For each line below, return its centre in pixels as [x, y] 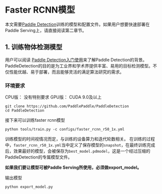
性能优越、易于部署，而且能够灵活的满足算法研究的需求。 [66, 72]
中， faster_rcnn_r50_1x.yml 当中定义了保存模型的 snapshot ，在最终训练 [76, 145]
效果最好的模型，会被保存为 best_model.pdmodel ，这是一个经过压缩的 [82, 151]
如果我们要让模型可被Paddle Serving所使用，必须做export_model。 [73, 167]
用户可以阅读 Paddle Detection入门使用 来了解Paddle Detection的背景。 [76, 60]
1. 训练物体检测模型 [34, 47]
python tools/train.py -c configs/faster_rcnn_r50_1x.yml [65, 129]
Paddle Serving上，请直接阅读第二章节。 [46, 30]
